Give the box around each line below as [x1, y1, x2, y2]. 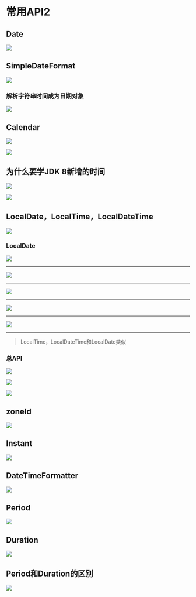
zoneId [6, 406, 32, 416]
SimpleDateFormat [6, 61, 76, 71]
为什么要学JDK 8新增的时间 [6, 167, 106, 177]
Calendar [6, 122, 40, 132]
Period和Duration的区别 [6, 568, 93, 578]
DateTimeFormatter [6, 471, 79, 481]
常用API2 [6, 5, 51, 19]
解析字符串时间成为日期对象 [6, 92, 84, 100]
